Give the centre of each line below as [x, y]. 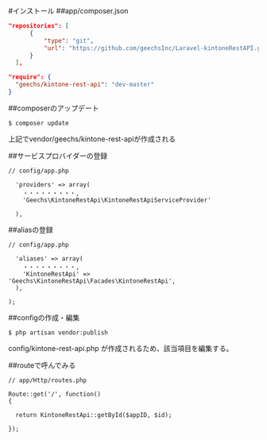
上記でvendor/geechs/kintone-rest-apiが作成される [92, 139]
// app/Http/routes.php [48, 380]
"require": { [30, 77]
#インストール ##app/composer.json [68, 11]
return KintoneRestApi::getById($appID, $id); [94, 415]
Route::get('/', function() [55, 394]
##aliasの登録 [31, 230]
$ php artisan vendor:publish [58, 332]
